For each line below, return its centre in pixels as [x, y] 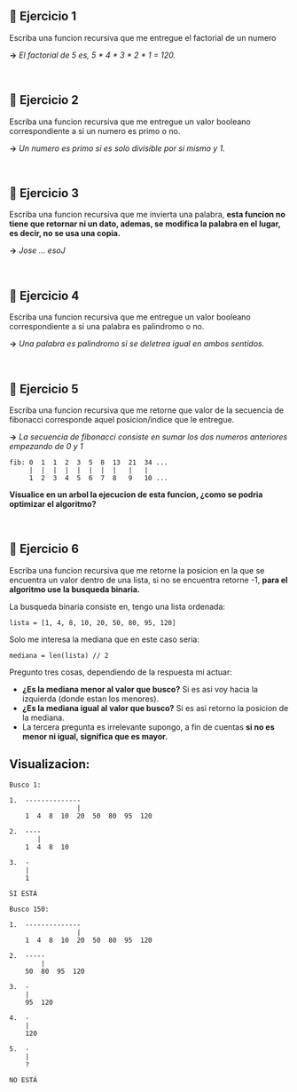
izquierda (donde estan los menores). [90, 699]
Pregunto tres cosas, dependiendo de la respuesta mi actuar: [121, 672]
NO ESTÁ [23, 1080]
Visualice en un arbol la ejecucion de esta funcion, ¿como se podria [136, 495]
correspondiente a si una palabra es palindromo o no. [107, 327]
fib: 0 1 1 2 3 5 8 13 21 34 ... [89, 463]
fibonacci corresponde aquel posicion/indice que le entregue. [122, 420]
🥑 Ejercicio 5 [44, 388]
